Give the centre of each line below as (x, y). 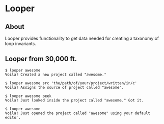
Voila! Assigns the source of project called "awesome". (65, 87)
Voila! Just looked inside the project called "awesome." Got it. (74, 100)
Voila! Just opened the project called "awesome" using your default (78, 113)
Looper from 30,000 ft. (41, 59)
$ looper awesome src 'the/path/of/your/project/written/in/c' (71, 83)
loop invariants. (21, 44)
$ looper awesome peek (28, 96)
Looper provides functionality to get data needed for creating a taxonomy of (82, 38)
